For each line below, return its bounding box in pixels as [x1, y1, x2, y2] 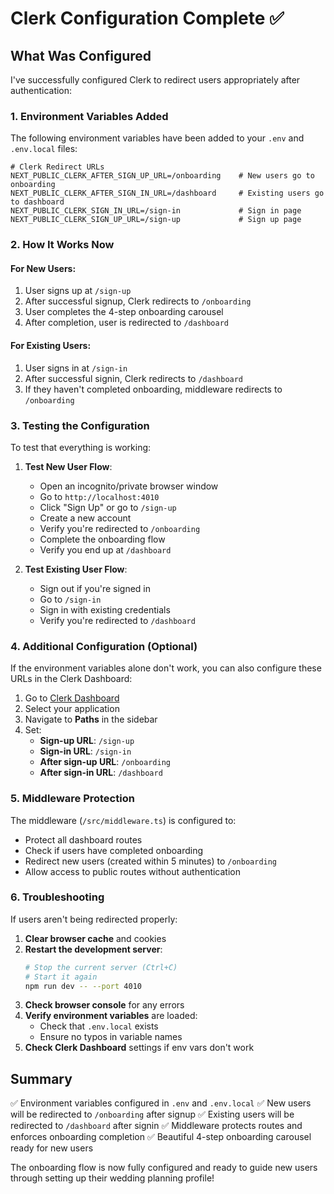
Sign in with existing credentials [39, 603, 171, 616]
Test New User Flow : [24, 460, 113, 472]
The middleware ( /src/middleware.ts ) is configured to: [10, 814, 237, 826]
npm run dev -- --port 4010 [24, 981, 142, 991]
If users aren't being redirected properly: [10, 913, 178, 925]
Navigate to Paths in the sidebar [24, 713, 158, 726]
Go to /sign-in [39, 593, 102, 605]
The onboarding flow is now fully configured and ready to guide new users [10, 1162, 318, 1174]
